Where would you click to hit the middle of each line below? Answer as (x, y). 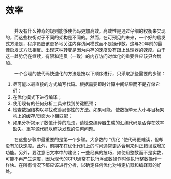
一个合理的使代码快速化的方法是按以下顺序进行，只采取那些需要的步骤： (90, 73)
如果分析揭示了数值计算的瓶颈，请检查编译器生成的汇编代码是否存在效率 (88, 122)
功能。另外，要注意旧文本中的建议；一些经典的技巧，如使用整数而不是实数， (85, 152)
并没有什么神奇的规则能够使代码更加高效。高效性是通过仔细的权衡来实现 (90, 31)
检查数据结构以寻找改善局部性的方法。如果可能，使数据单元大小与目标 (86, 109)
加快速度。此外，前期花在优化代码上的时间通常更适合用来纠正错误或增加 (90, 146)
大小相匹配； (59, 116)
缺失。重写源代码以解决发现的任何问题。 (55, 129)
